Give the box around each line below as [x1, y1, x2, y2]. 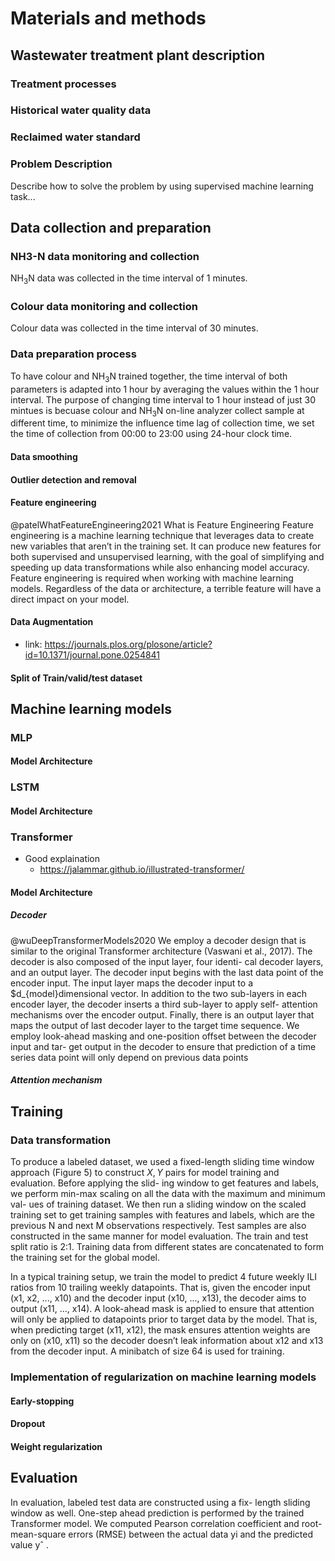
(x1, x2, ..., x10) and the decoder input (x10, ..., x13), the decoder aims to [10, 1292, 307, 1304]
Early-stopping [10, 1395, 75, 1407]
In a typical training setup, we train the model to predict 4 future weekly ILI [10, 1271, 317, 1283]
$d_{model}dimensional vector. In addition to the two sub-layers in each [10, 987, 308, 999]
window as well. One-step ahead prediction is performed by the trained [10, 1507, 305, 1519]
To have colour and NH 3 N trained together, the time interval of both [10, 370, 288, 384]
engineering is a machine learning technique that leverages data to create [10, 529, 315, 541]
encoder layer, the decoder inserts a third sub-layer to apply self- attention [10, 998, 318, 1010]
